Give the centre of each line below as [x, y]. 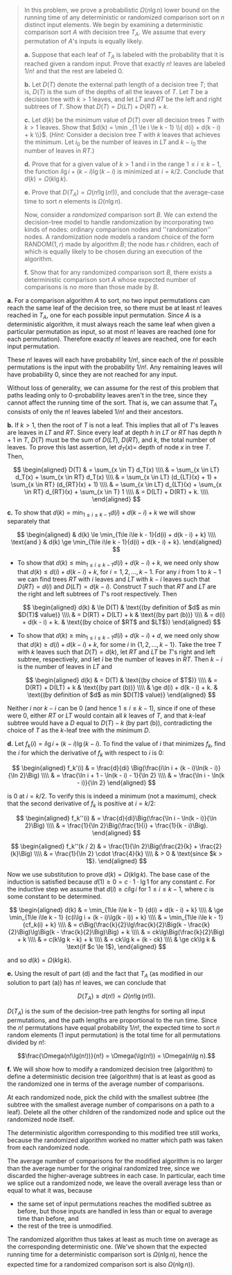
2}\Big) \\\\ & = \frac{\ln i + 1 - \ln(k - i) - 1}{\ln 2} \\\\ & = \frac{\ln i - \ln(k [122, 775]
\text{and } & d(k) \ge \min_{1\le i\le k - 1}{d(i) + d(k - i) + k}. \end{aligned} [116, 542]
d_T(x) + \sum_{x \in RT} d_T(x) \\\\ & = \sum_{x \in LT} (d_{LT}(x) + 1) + [116, 476]
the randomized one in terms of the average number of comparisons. [106, 1084]
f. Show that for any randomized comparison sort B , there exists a [118, 272]
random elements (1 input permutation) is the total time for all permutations [114, 1035]
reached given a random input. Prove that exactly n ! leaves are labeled [125, 63]
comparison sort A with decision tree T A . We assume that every [115, 33]
